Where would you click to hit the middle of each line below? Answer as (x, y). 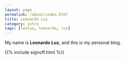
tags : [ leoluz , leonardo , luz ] (38, 28)
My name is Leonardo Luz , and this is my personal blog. (63, 42)
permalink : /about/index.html (37, 14)
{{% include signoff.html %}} (35, 52)
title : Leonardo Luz (26, 19)
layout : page (18, 10)
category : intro (22, 24)
